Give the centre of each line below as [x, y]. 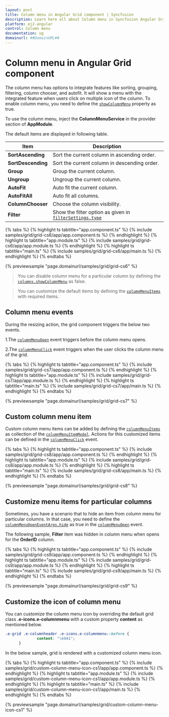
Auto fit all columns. [76, 195]
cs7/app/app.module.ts [29, 380]
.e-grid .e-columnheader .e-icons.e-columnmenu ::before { [67, 634]
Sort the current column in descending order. [106, 163]
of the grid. [17, 354]
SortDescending [28, 163]
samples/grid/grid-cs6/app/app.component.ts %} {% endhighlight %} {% [81, 235]
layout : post [19, 10]
